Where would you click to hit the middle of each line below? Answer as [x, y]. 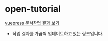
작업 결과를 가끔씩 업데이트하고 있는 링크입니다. [58, 33]
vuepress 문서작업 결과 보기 [32, 23]
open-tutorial [33, 9]
